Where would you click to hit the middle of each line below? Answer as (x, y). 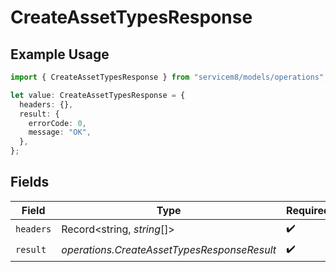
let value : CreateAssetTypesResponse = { (98, 95)
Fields (30, 182)
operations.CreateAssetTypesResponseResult (169, 250)
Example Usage (60, 54)
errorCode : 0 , (57, 123)
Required (308, 210)
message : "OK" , (60, 132)
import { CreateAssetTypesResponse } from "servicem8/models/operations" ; (169, 77)
